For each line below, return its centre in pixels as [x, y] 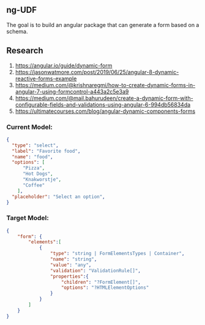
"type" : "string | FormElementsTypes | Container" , [117, 254]
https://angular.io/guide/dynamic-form [64, 65]
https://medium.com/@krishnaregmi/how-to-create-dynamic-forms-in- [105, 85]
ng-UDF [22, 10]
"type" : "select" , [35, 145]
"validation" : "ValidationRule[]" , [95, 270]
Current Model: [30, 127]
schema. [17, 31]
